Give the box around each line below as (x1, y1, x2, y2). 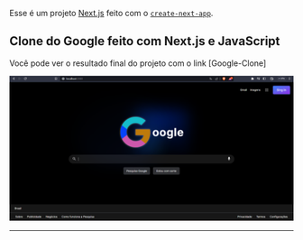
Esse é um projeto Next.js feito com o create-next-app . (9, 8, 214, 18)
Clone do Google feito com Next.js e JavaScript (9, 33, 280, 49)
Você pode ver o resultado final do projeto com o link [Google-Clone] (9, 58, 267, 69)
